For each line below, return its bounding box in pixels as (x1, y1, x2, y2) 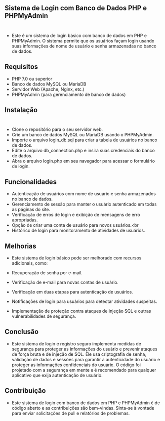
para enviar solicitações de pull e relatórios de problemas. (11, 410, 130, 416)
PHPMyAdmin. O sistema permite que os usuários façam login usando (11, 38, 155, 43)
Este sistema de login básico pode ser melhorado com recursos (11, 255, 142, 261)
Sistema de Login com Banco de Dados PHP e (4, 4, 147, 12)
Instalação (4, 106, 38, 114)
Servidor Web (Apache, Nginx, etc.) (11, 86, 84, 92)
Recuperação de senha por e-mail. (11, 270, 82, 276)
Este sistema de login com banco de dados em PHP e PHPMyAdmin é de (11, 400, 160, 406)
